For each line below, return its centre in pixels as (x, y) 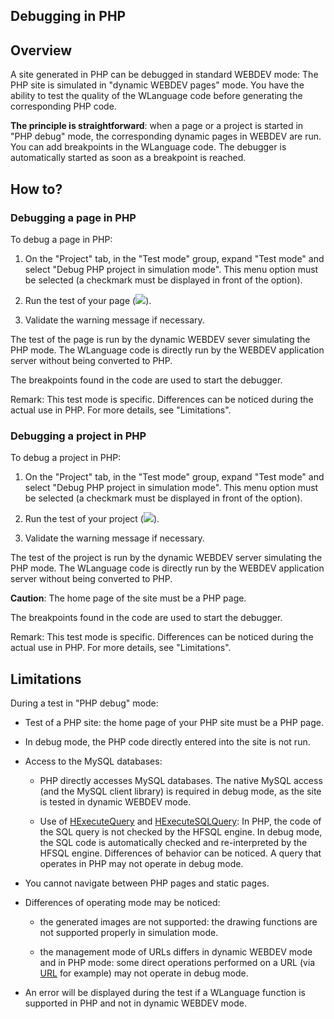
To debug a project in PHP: (66, 458)
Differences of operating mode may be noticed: (122, 902)
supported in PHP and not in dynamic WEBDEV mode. (136, 1003)
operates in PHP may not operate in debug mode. (141, 863)
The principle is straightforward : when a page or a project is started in (157, 126)
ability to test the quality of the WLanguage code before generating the (156, 96)
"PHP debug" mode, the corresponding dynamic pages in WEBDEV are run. (166, 136)
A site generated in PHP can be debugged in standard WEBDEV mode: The (164, 75)
